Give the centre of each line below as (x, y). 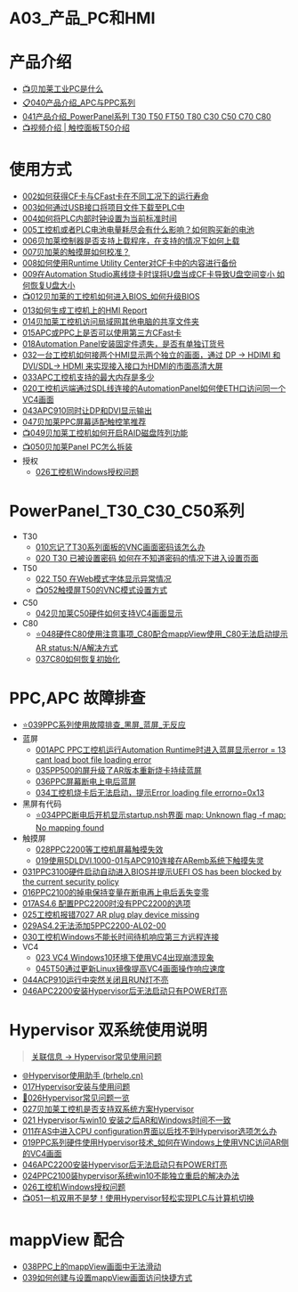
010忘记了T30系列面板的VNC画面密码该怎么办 (120, 547)
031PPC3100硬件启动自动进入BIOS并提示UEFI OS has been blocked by (152, 871)
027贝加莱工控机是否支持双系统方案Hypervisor (108, 1108)
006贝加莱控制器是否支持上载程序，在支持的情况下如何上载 (131, 241)
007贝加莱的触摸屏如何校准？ (76, 252)
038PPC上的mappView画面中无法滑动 (92, 1266)
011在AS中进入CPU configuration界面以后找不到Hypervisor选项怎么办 (149, 1131)
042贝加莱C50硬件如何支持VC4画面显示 (109, 613)
